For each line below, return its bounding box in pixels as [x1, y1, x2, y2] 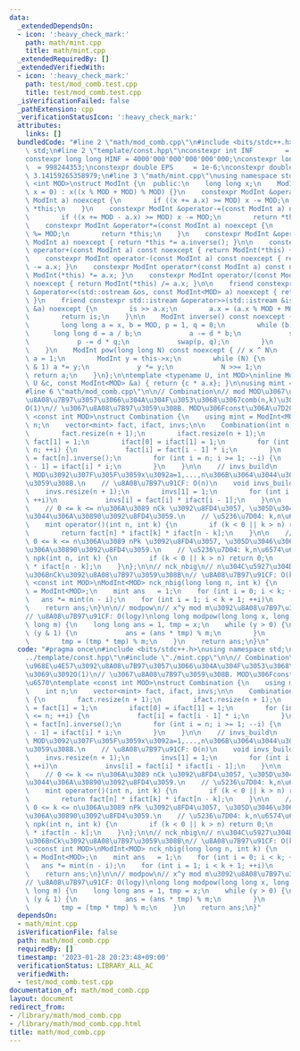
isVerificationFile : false [17, 928, 118, 937]
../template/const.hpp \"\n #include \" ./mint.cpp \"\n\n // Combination [25, 654, 290, 663]
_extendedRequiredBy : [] [17, 55, 110, 64]
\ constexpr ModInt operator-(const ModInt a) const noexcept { [25, 254, 281, 264]
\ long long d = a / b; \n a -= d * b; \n [25, 329, 242, 338]
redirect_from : [9, 1003, 66, 1012]
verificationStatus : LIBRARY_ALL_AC [17, 961, 154, 970]
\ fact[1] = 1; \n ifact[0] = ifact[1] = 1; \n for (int [25, 437, 290, 446]
